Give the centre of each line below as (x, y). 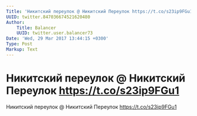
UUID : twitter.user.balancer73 (55, 33)
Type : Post (19, 44)
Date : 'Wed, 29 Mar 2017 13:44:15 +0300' (57, 38)
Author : (16, 22)
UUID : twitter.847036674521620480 (48, 17)
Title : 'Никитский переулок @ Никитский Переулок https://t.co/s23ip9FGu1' (101, 11)
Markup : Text (22, 50)
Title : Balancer (37, 28)
